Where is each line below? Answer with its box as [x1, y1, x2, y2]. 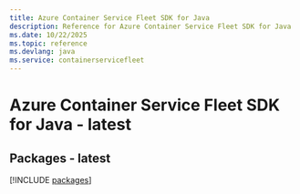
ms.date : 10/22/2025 [9, 30, 88, 39]
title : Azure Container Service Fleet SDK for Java [9, 13, 210, 23]
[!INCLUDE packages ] [9, 175, 92, 185]
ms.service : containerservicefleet [9, 56, 145, 65]
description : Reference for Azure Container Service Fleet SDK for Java [9, 22, 292, 31]
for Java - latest [9, 115, 132, 135]
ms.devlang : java [9, 47, 76, 56]
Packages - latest [9, 150, 111, 166]
